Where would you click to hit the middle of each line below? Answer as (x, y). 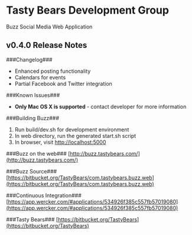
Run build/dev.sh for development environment (72, 129)
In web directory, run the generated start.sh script (75, 136)
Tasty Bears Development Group (88, 10)
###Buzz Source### (32, 171)
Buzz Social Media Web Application (49, 27)
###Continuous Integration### (44, 195)
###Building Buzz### (33, 118)
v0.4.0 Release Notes (47, 45)
